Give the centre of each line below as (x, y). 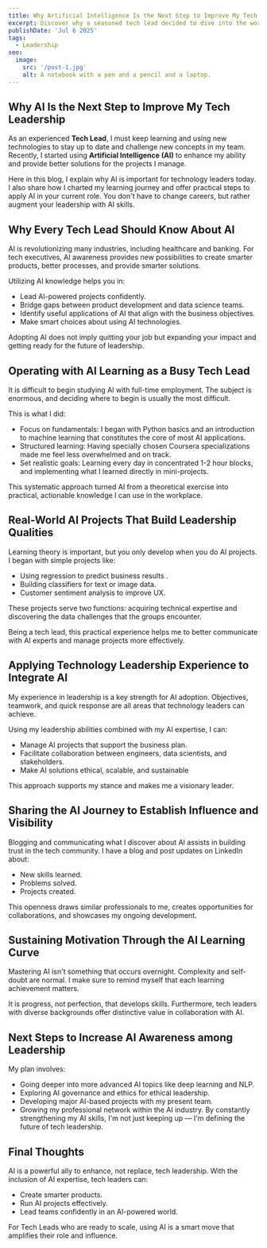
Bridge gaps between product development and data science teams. (132, 305)
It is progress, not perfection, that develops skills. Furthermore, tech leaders (133, 1004)
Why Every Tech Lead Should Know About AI (122, 229)
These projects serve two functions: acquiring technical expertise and (123, 608)
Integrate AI (38, 678)
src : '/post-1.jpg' (55, 68)
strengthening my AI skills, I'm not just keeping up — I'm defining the (132, 1118)
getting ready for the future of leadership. (76, 346)
